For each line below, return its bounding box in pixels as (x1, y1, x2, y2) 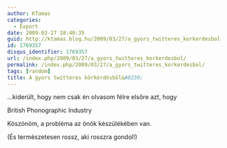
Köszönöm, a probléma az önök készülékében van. (7, 120, 152, 128)
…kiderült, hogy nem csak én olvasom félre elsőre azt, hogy (7, 93, 177, 101)
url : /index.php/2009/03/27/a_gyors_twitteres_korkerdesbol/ (7, 55, 187, 62)
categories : (7, 17, 41, 23)
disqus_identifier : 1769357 (7, 49, 88, 56)
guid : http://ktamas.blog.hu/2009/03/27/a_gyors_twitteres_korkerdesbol (7, 36, 221, 43)
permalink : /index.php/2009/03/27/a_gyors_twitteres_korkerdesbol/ (7, 61, 206, 68)
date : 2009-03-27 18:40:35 (7, 29, 85, 36)
